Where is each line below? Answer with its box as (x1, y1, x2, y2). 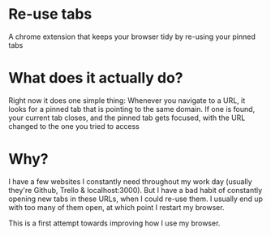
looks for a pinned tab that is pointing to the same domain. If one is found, (8, 104, 256, 114)
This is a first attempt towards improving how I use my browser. (8, 218, 221, 228)
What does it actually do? (8, 69, 184, 88)
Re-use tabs (8, 5, 92, 24)
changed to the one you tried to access (8, 121, 140, 131)
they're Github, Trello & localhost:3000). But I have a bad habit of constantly (8, 185, 263, 195)
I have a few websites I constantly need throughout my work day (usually (8, 176, 253, 187)
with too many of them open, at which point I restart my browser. (8, 202, 225, 212)
